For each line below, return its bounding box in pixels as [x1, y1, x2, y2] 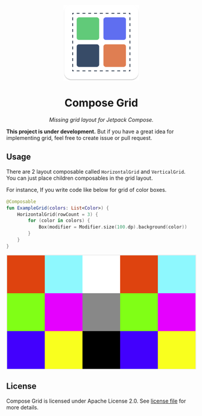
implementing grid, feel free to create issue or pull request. [6, 134, 153, 141]
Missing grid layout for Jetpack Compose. [49, 116, 154, 123]
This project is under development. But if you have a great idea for [6, 128, 174, 135]
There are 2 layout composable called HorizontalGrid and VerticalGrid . [6, 168, 186, 175]
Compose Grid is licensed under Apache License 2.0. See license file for [6, 397, 186, 404]
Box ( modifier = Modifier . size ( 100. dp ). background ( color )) [38, 224, 188, 230]
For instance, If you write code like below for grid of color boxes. [6, 186, 167, 193]
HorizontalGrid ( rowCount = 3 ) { [17, 211, 98, 217]
